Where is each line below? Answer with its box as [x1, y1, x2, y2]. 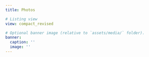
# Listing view [5, 16, 38, 22]
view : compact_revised [5, 21, 54, 26]
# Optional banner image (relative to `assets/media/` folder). [5, 30, 145, 35]
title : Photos [5, 7, 36, 13]
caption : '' [10, 40, 36, 45]
